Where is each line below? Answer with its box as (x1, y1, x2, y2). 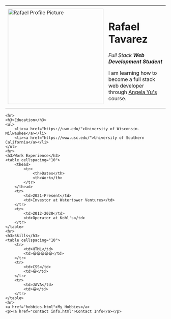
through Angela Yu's (108, 89, 157, 96)
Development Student (108, 58, 163, 65)
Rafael (108, 20, 140, 33)
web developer (108, 82, 144, 90)
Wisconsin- (117, 127, 140, 132)
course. (108, 95, 127, 102)
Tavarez (108, 33, 148, 45)
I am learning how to (108, 70, 157, 77)
